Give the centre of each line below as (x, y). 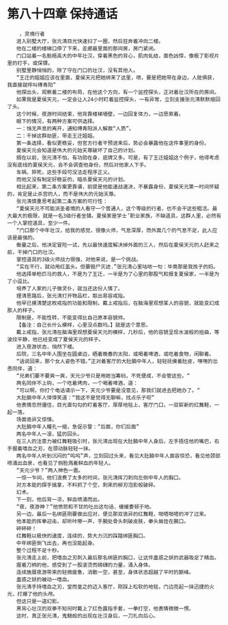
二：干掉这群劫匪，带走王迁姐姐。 (57, 136)
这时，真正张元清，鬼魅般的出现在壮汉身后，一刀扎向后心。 (87, 616)
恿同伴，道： (23, 368)
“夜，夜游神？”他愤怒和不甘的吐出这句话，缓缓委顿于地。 (85, 507)
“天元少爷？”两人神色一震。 (50, 470)
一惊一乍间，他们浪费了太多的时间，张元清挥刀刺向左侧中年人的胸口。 (100, 477)
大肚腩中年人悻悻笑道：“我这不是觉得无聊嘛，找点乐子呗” (85, 398)
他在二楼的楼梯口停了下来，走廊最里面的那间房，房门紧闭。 (87, 49)
